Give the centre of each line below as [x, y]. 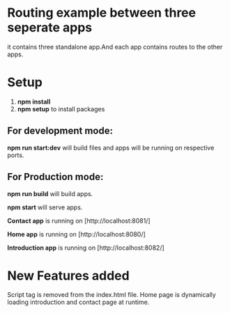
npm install [34, 102]
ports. [16, 155]
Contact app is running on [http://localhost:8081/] [79, 220]
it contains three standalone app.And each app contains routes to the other [115, 47]
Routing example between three [102, 13]
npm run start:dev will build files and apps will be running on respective [111, 147]
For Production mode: [55, 177]
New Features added [69, 275]
